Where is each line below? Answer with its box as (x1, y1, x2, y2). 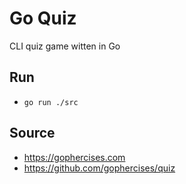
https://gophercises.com (23, 151, 126, 163)
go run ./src (23, 97, 79, 107)
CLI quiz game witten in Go (9, 40, 121, 52)
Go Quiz (9, 7, 77, 30)
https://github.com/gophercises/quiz (23, 162, 176, 174)
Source (9, 125, 56, 142)
